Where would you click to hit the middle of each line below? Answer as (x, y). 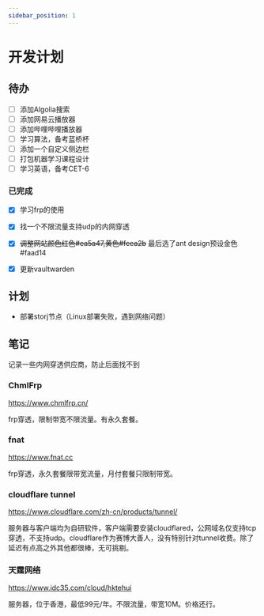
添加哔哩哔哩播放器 (51, 129)
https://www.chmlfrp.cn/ (48, 402)
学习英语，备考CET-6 (54, 168)
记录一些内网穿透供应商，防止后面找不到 (74, 365)
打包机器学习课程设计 (54, 158)
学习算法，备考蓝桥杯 (54, 138)
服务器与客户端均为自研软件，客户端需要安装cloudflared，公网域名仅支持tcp (132, 528)
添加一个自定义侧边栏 (54, 149)
